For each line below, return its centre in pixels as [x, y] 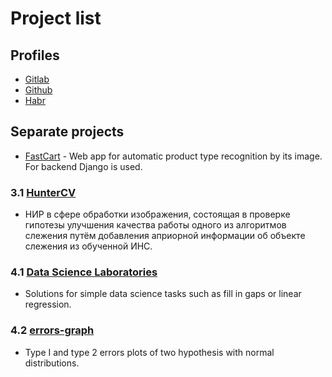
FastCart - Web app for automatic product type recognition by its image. [173, 156]
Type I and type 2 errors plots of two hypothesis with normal [149, 352]
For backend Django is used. [83, 166]
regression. [48, 304]
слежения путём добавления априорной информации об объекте [165, 236]
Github [38, 90]
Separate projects [67, 132]
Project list [56, 18]
